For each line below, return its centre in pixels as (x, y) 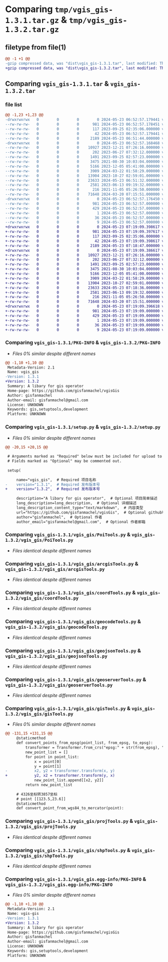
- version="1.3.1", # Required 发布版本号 (52, 485)
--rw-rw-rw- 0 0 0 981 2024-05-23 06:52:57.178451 (82, 125)
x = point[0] (48, 762)
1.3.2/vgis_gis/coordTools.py (42, 598)
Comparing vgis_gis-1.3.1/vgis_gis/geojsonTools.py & (73, 650)
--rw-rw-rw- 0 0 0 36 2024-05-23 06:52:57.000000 (82, 218)
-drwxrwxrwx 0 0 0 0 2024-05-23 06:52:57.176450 (82, 199)
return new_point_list (49, 785)
